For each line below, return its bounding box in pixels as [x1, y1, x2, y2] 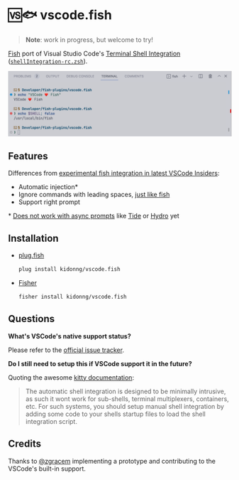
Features [8, 150, 48, 162]
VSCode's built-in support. [8, 464, 86, 473]
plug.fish [18, 251, 45, 260]
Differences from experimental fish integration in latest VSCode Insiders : [8, 169, 220, 178]
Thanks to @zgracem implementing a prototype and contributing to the [8, 457, 216, 465]
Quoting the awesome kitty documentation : [8, 373, 134, 382]
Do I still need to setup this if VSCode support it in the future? [8, 359, 192, 368]
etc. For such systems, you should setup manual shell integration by [25, 402, 224, 410]
